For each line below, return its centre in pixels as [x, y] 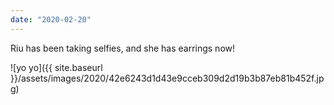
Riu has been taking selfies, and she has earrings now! [123, 48]
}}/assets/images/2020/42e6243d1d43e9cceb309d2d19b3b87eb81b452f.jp [167, 78]
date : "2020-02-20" [51, 19]
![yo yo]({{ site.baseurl [56, 67]
